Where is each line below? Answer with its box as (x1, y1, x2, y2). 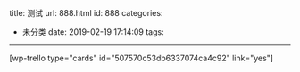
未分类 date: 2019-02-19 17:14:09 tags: (21, 27, 164, 37)
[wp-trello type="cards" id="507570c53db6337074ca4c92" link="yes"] (9, 52, 274, 63)
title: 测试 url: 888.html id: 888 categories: (9, 8, 163, 18)
